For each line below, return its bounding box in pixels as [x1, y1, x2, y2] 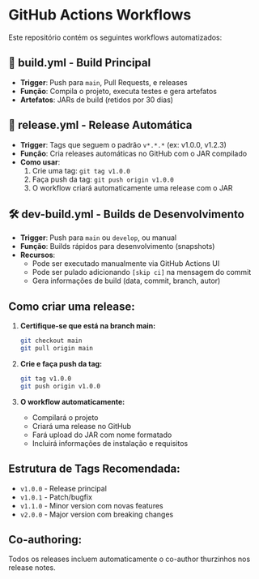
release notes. [8, 563, 56, 573]
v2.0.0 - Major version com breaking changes [19, 509, 174, 519]
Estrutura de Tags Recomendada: [8, 462, 180, 476]
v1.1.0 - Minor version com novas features [19, 500, 163, 510]
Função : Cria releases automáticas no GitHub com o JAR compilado [19, 148, 248, 158]
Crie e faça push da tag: [19, 358, 103, 368]
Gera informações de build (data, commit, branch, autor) [32, 276, 221, 285]
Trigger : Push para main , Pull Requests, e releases [19, 77, 188, 87]
